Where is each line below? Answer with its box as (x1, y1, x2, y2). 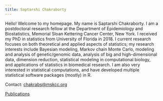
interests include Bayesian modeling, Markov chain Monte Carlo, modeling (5, 46, 155, 52)
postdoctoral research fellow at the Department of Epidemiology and (5, 25, 143, 32)
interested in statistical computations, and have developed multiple (5, 67, 140, 73)
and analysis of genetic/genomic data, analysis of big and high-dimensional (5, 51, 158, 57)
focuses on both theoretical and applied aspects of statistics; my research (5, 41, 154, 47)
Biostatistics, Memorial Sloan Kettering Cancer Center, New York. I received (5, 31, 157, 36)
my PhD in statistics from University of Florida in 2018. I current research (5, 36, 151, 42)
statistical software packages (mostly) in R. (5, 72, 92, 78)
